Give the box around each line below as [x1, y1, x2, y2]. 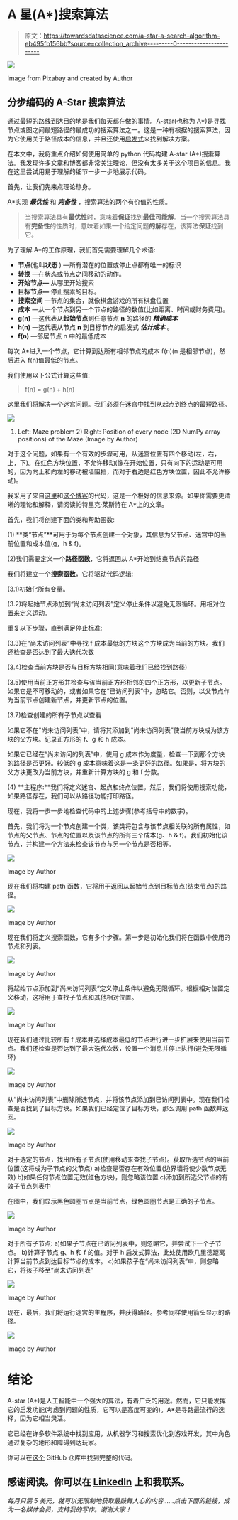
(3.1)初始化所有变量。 [7, 584, 69, 593]
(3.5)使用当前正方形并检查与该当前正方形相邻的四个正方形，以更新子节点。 [7, 678, 226, 686]
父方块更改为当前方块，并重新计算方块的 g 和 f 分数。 [7, 767, 164, 776]
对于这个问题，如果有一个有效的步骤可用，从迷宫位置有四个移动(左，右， [7, 449, 221, 458]
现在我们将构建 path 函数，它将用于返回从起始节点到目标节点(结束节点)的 [7, 882, 221, 890]
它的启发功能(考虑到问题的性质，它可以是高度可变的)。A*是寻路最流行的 [7, 1405, 219, 1413]
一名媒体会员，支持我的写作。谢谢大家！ [13, 1505, 132, 1514]
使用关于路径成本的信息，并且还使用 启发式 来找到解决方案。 [19, 134, 193, 143]
